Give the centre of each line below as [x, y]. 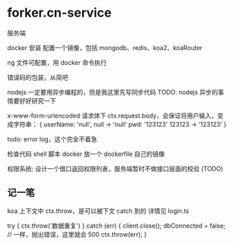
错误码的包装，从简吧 [38, 77]
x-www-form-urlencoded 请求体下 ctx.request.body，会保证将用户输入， [112, 116]
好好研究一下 [38, 101]
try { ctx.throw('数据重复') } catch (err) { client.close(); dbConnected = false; [116, 226]
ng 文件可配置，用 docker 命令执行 [57, 62]
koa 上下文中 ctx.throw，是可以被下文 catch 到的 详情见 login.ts [98, 211]
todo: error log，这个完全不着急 [52, 139]
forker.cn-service [59, 13]
